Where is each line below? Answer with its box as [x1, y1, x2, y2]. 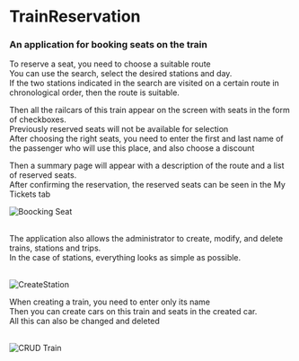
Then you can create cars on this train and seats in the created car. [9, 306, 258, 317]
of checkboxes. [9, 114, 67, 125]
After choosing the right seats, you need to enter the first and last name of [9, 133, 285, 145]
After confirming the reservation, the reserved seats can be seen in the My [9, 180, 286, 190]
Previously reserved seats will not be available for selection [9, 124, 229, 135]
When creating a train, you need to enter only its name [9, 296, 211, 307]
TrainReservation [9, 6, 141, 27]
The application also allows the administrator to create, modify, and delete [9, 233, 284, 244]
